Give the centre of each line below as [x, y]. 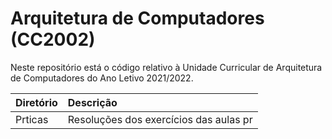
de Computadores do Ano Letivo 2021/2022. [102, 78]
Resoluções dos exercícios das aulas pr [160, 119]
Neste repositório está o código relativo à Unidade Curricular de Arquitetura [166, 67]
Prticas [32, 119]
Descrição [92, 102]
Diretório [36, 102]
